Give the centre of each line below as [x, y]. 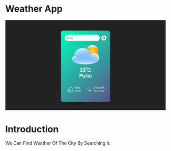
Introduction [32, 129]
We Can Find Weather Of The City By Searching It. [58, 143]
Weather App [34, 9]
